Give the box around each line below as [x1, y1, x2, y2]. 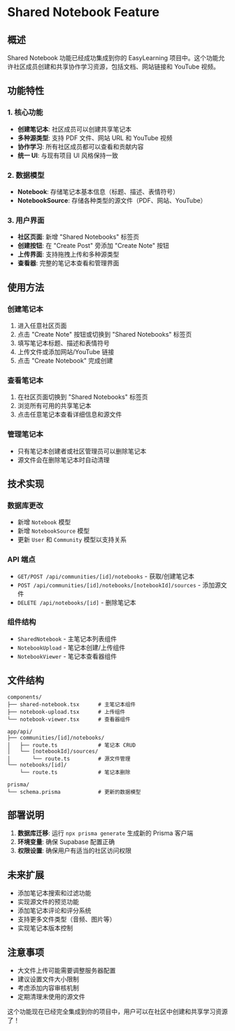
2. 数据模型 [7, 170, 45, 180]
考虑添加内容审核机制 [17, 984, 79, 993]
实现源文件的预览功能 [17, 897, 79, 906]
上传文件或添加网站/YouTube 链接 [17, 347, 115, 356]
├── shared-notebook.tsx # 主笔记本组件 [7, 701, 136, 708]
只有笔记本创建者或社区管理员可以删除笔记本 [17, 447, 147, 455]
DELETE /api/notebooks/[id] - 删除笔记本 [17, 598, 136, 606]
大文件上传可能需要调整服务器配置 [17, 967, 116, 975]
